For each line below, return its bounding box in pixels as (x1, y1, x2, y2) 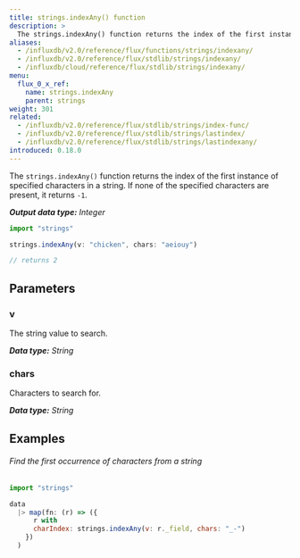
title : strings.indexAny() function (9, 12, 146, 22)
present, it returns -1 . (9, 189, 87, 200)
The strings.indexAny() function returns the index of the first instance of (9, 171, 279, 181)
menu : (9, 71, 29, 80)
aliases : (9, 37, 42, 47)
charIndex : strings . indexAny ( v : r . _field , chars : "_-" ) (32, 524, 246, 534)
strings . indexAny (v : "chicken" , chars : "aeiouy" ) (9, 240, 198, 249)
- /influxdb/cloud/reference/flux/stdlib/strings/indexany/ (17, 63, 246, 72)
